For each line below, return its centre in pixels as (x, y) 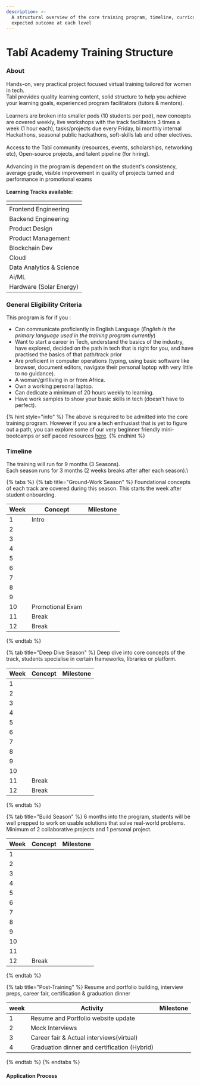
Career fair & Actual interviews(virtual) (84, 1038)
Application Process (32, 1076)
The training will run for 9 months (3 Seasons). (63, 464)
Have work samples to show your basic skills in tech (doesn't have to (99, 399)
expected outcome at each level (52, 23)
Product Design (31, 229)
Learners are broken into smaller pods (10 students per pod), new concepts (99, 115)
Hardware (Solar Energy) (44, 286)
